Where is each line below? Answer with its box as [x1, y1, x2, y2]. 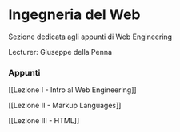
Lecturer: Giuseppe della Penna [8, 47, 113, 56]
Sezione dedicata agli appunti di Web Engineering [8, 32, 173, 41]
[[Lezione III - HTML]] [8, 116, 80, 126]
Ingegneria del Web [8, 6, 142, 24]
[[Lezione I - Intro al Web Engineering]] [8, 85, 138, 95]
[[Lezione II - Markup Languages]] [8, 101, 122, 111]
